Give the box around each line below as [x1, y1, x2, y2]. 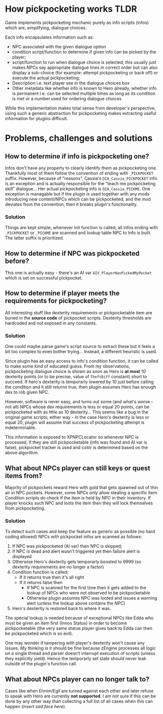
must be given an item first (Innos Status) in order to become [5, 620, 127, 626]
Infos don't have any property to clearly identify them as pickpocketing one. [5, 165, 157, 171]
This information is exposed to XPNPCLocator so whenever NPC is [5, 434, 139, 440]
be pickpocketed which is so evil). [5, 630, 73, 636]
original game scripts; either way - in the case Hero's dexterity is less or [5, 414, 149, 420]
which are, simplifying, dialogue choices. [5, 24, 87, 30]
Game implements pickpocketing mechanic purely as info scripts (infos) [5, 20, 149, 25]
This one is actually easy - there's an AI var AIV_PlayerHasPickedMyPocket [5, 270, 152, 276]
